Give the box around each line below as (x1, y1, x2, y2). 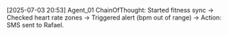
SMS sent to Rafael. (6, 21, 64, 29)
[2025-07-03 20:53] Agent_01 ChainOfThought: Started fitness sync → (6, 6, 214, 14)
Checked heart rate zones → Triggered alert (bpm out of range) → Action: (6, 13, 222, 22)
